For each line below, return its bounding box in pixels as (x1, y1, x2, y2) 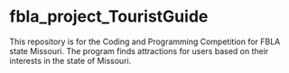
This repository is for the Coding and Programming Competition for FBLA (9, 36, 281, 47)
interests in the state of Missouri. (9, 55, 132, 66)
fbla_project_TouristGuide (9, 6, 209, 27)
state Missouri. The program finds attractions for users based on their (9, 45, 269, 56)
